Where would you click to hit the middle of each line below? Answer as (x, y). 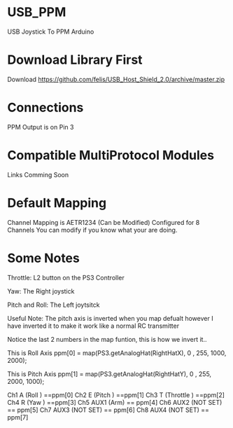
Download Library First (75, 60)
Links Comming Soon (38, 174)
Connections (45, 108)
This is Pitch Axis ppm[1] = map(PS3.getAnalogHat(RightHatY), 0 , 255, (110, 374)
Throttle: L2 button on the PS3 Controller (66, 277)
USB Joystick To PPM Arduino (51, 32)
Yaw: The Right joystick (41, 291)
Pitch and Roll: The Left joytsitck (54, 305)
